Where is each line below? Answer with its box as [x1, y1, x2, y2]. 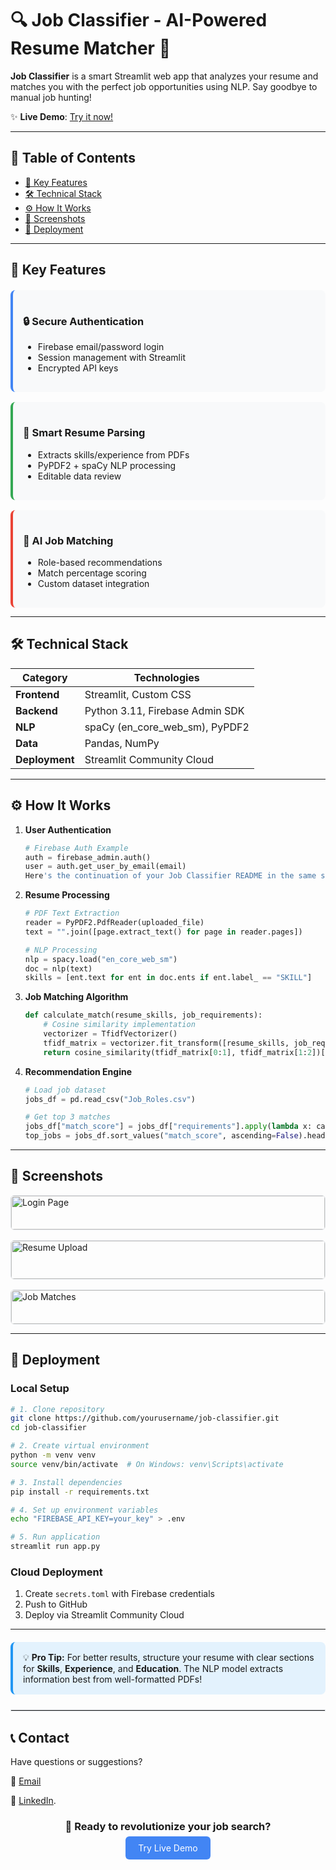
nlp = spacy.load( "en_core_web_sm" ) [24, 954, 178, 964]
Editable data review [37, 470, 122, 482]
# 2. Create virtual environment [10, 1441, 150, 1451]
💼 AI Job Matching [23, 533, 114, 547]
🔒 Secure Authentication [23, 315, 145, 329]
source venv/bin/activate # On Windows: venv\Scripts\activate [10, 1459, 284, 1469]
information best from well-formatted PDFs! [23, 1673, 203, 1686]
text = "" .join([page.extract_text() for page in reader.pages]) [24, 927, 303, 937]
